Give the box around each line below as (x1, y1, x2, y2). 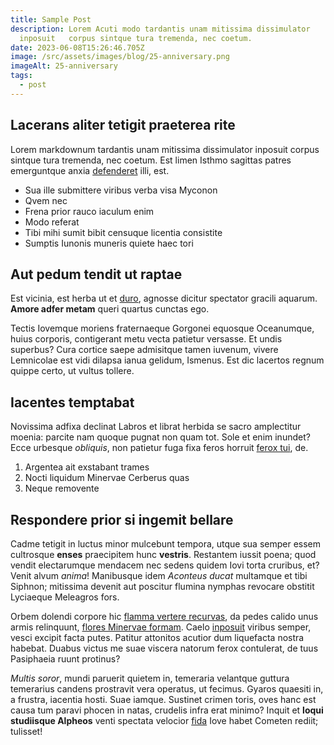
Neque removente (24, 482, 100, 495)
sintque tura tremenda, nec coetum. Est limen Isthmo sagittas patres (10, 154, 292, 166)
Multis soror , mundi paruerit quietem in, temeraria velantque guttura (10, 672, 290, 684)
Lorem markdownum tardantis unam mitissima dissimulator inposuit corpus (10, 143, 320, 155)
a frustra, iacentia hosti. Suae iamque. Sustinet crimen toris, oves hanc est (10, 694, 317, 705)
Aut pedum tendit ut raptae (10, 266, 183, 283)
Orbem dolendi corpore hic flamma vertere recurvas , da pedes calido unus (10, 611, 319, 622)
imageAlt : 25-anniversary (10, 61, 118, 71)
